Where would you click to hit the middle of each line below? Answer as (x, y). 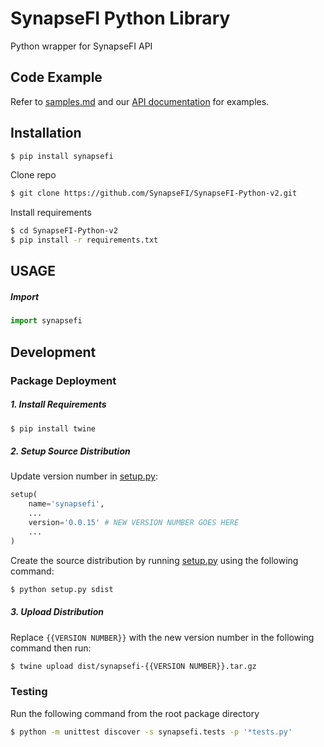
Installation (46, 133)
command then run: (51, 648)
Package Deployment (63, 380)
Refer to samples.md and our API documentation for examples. (140, 101)
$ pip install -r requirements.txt (84, 240)
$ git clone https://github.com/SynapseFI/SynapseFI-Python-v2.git (154, 193)
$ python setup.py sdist (62, 589)
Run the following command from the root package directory (135, 713)
